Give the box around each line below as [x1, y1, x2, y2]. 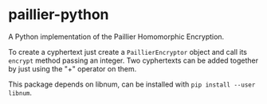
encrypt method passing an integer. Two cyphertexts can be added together [8, 56, 259, 65]
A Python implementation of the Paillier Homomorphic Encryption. [8, 32, 225, 41]
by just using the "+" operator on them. [8, 64, 137, 73]
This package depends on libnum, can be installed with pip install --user [8, 79, 256, 89]
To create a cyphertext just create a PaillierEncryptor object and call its [8, 47, 248, 56]
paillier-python [8, 6, 109, 24]
